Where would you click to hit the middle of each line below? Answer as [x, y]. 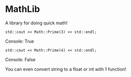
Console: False [20, 59]
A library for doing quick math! [36, 23]
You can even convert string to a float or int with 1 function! [66, 69]
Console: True [20, 41]
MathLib [23, 9]
